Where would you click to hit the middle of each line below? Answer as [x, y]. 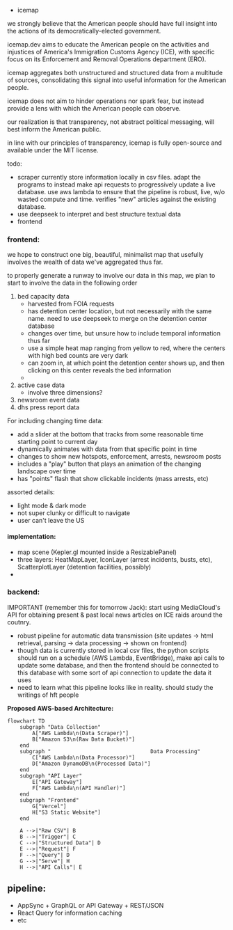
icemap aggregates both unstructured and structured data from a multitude [115, 73]
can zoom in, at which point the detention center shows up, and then [126, 363]
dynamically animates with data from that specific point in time [107, 449]
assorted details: [31, 492]
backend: [24, 592]
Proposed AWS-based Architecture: [61, 708]
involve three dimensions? [65, 393]
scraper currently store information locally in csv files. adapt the [109, 177]
